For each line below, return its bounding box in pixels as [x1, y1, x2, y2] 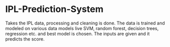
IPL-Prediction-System [5, 3, 104, 15]
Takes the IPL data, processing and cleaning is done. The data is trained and [5, 20, 165, 26]
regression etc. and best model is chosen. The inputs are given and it [5, 30, 150, 36]
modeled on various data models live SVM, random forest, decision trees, [5, 25, 159, 31]
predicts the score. [5, 36, 45, 42]
